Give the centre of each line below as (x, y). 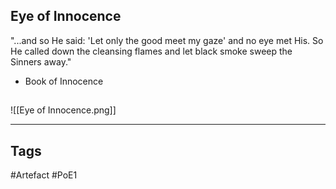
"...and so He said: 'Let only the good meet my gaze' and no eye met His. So (167, 40)
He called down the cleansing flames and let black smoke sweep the (151, 51)
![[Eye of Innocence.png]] (63, 110)
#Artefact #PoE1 (44, 175)
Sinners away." (41, 61)
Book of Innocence (64, 81)
